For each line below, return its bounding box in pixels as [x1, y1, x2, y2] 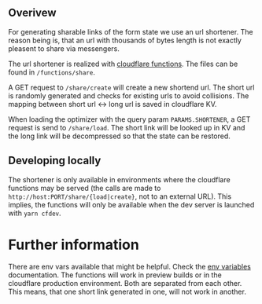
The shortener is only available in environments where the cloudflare [8, 174, 231, 184]
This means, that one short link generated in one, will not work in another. [8, 287, 246, 296]
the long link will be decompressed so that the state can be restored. [8, 131, 231, 141]
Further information [8, 236, 139, 254]
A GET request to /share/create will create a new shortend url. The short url [8, 82, 255, 92]
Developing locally [8, 154, 101, 167]
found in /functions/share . [8, 67, 96, 77]
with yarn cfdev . [8, 208, 61, 218]
